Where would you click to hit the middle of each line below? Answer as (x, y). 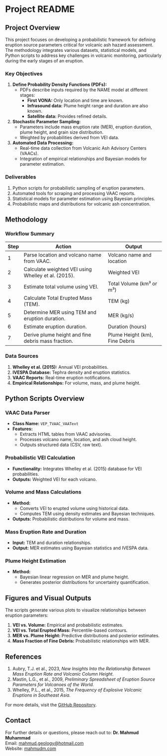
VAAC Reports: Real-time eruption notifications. (62, 377)
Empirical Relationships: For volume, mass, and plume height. (76, 383)
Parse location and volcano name (63, 255)
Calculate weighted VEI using (58, 269)
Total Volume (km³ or (132, 284)
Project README (40, 9)
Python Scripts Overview (45, 398)
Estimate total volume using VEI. (61, 287)
